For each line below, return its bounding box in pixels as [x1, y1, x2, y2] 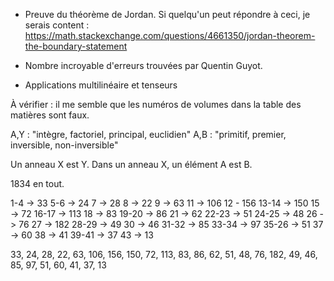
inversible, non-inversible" [10, 139, 119, 151]
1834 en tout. [10, 178, 65, 189]
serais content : [24, 19, 90, 31]
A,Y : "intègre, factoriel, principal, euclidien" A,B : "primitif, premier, [10, 129, 287, 140]
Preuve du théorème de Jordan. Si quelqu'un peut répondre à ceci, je [24, 9, 311, 20]
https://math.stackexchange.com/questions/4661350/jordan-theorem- [24, 30, 316, 41]
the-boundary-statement [24, 40, 128, 52]
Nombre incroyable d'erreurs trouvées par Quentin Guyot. [24, 60, 263, 71]
